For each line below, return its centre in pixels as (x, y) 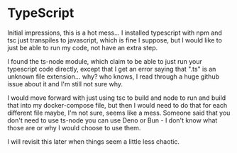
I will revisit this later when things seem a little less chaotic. (93, 141)
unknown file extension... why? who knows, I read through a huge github (114, 76)
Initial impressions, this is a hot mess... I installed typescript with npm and (115, 33)
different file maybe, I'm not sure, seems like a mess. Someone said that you (119, 113)
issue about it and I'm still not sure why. (65, 84)
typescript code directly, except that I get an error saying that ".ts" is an (112, 69)
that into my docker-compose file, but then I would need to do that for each (117, 105)
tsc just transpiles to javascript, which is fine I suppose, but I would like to (115, 40)
